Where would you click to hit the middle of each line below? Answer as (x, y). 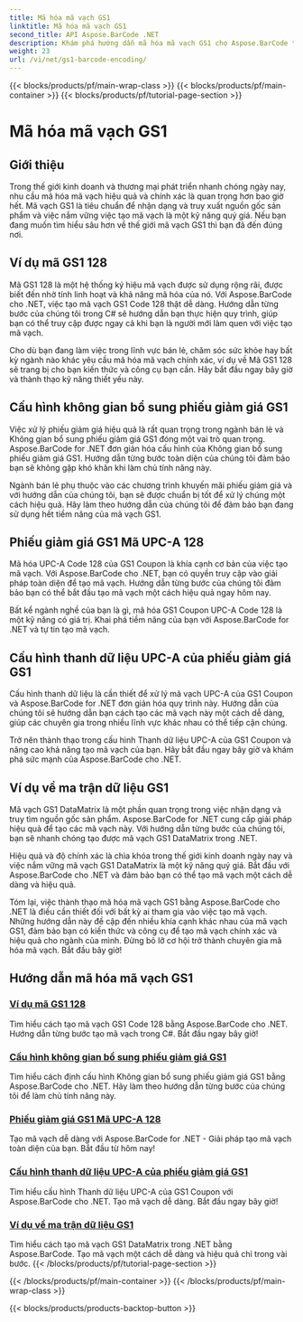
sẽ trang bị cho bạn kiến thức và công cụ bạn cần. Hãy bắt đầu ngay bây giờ (151, 369)
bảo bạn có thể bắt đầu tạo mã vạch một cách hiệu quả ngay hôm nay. (140, 593)
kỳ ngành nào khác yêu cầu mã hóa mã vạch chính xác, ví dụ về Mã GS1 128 (151, 360)
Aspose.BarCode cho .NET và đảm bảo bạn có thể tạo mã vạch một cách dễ (151, 875)
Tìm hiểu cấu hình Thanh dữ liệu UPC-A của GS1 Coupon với (121, 1191)
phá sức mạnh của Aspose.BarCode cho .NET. (96, 759)
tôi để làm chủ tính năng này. (63, 1096)
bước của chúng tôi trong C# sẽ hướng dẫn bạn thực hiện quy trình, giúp (143, 314)
